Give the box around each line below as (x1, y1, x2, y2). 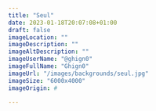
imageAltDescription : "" (8, 48, 89, 55)
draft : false (8, 26, 51, 34)
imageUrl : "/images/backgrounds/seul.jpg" (8, 70, 149, 77)
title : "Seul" (8, 11, 55, 20)
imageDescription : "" (8, 41, 79, 48)
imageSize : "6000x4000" (8, 77, 86, 84)
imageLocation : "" (8, 33, 68, 41)
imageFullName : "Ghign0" (8, 63, 89, 70)
